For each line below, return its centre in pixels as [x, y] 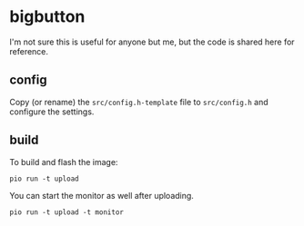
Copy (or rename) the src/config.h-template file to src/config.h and [139, 102]
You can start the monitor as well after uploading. [101, 195]
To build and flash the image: [64, 162]
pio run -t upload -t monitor [67, 212]
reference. [29, 51]
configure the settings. [52, 112]
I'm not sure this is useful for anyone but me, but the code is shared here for [152, 42]
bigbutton [47, 17]
